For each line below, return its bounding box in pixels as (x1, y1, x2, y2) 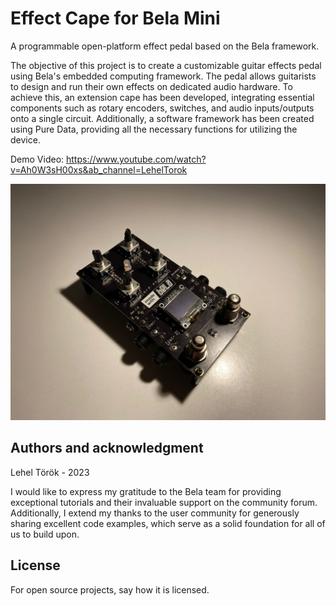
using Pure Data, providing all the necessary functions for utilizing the (10, 123, 298, 135)
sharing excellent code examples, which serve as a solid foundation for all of (10, 517, 326, 529)
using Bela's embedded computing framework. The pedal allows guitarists (10, 70, 317, 82)
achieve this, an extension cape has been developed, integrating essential (10, 91, 315, 103)
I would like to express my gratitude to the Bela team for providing (10, 485, 282, 497)
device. (10, 133, 41, 146)
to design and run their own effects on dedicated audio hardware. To (10, 80, 293, 92)
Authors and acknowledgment (10, 440, 204, 457)
